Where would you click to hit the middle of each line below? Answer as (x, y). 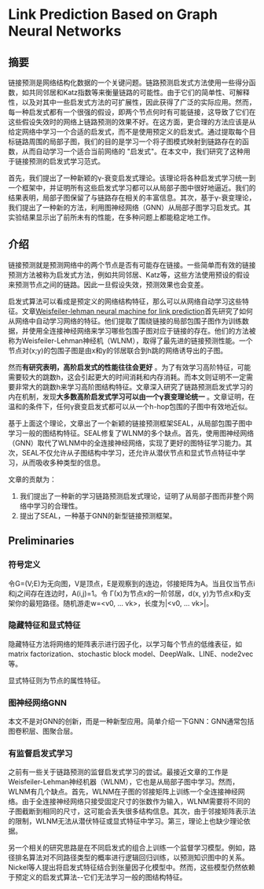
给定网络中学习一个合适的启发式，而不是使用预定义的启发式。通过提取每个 (128, 132)
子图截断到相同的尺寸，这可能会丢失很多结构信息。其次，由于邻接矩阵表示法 (132, 811)
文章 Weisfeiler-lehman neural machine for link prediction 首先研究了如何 (137, 311)
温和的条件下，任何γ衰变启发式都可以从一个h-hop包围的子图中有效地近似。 (130, 406)
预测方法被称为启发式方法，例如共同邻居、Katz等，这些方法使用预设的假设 (129, 275)
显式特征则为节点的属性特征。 (56, 680)
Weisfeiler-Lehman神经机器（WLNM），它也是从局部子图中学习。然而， (124, 782)
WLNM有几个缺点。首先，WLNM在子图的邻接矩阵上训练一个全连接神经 (123, 791)
